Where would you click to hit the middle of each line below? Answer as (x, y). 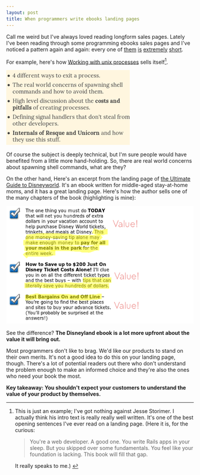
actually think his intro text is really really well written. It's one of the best (104, 418)
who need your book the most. (44, 376)
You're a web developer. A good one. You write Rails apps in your (110, 442)
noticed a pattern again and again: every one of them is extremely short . (95, 49)
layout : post (22, 13)
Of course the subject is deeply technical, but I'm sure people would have (96, 154)
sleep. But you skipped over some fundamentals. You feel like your (111, 448)
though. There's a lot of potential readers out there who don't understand (96, 364)
